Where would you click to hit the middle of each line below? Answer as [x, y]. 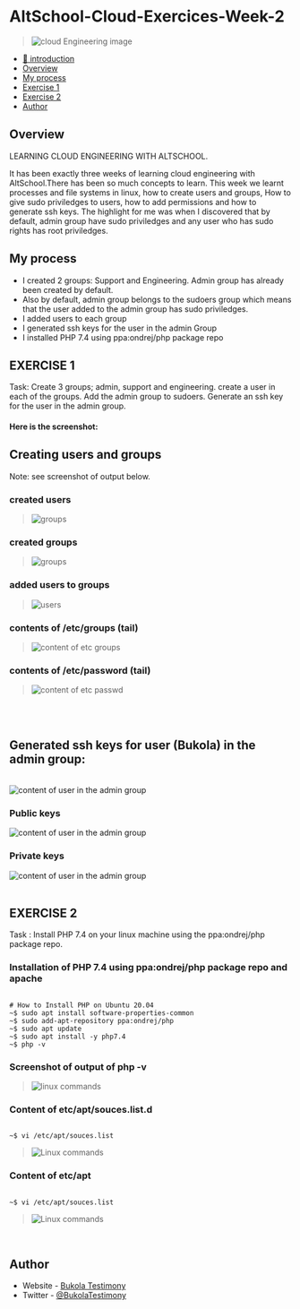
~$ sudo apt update [46, 1029]
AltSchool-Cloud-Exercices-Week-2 [147, 17]
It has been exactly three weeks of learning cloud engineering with [132, 173]
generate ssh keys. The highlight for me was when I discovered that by [140, 211]
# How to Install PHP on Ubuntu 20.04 [81, 1005]
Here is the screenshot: [54, 426]
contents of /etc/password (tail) [80, 670]
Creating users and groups [86, 455]
